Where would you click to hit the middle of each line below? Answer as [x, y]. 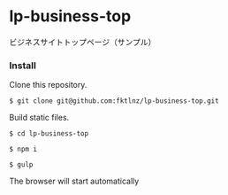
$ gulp [21, 165]
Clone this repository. [48, 85]
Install [23, 66]
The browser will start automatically [74, 181]
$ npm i [23, 149]
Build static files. [39, 118]
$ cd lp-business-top [49, 134]
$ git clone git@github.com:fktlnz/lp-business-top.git [114, 101]
